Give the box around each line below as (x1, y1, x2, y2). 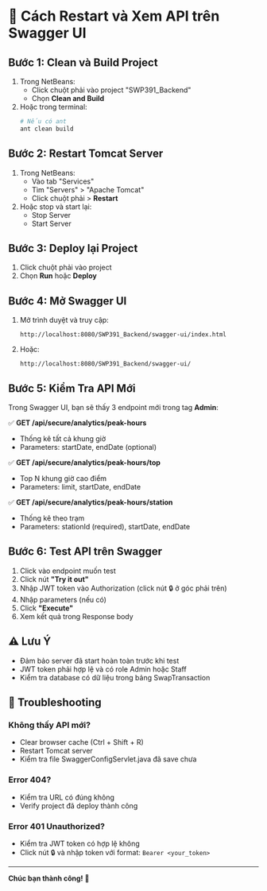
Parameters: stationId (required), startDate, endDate (19, 522, 191, 531)
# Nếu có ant (19, 118, 67, 126)
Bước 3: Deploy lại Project (8, 242, 138, 255)
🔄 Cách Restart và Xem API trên (8, 7, 220, 25)
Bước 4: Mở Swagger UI (8, 294, 127, 308)
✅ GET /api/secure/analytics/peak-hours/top (8, 458, 161, 467)
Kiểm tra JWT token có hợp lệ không (19, 839, 141, 848)
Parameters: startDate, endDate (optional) (19, 443, 157, 451)
